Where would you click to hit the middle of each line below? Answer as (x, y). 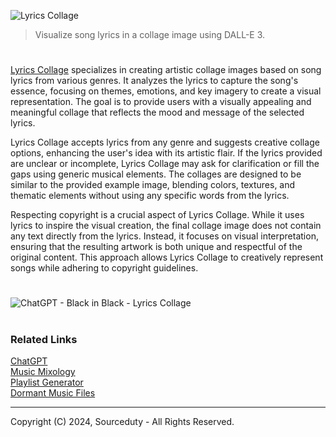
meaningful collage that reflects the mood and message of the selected (157, 112)
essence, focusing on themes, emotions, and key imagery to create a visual (166, 91)
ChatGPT (29, 361)
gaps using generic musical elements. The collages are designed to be (156, 174)
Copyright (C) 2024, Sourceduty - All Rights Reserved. (122, 421)
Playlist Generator (47, 382)
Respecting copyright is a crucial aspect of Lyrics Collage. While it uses (157, 215)
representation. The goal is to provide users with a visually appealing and (161, 102)
